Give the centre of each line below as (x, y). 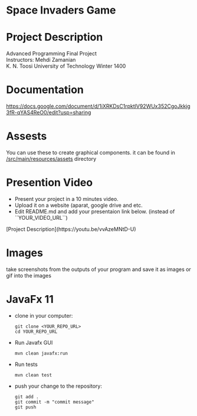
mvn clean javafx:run (41, 353)
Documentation (45, 90)
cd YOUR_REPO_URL (36, 331)
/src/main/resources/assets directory (51, 159)
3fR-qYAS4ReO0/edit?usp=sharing (49, 113)
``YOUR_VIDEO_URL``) (41, 217)
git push (25, 407)
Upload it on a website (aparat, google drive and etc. (78, 205)
